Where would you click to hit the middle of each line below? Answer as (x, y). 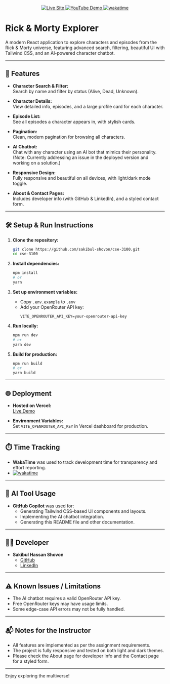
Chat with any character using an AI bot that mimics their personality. (84, 152)
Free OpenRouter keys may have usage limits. (60, 604)
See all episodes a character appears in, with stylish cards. (74, 122)
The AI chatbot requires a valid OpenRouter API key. (67, 598)
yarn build (24, 373)
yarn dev (22, 344)
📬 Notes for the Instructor (48, 630)
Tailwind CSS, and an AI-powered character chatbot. (60, 53)
